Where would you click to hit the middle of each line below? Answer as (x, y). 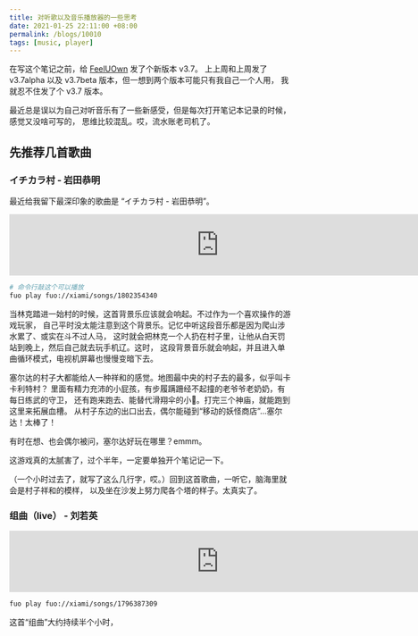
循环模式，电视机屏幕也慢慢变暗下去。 (87, 358)
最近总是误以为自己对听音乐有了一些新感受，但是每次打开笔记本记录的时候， (150, 110)
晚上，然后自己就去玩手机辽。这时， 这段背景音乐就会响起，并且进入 (151, 347)
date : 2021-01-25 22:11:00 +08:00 (74, 26)
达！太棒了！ (33, 422)
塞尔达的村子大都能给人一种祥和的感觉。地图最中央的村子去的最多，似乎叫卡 (150, 377)
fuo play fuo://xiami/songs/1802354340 (84, 296)
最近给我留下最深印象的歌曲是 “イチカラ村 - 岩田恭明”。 (112, 201)
